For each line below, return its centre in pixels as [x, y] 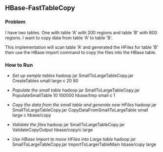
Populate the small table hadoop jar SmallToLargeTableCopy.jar [76, 90]
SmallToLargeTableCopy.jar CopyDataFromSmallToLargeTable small [80, 110]
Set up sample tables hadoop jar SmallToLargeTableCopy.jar [73, 76]
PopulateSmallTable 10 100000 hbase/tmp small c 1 [64, 95]
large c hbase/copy [31, 115]
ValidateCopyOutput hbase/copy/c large [52, 130]
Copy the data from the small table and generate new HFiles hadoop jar [84, 105]
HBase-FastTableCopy [40, 8]
